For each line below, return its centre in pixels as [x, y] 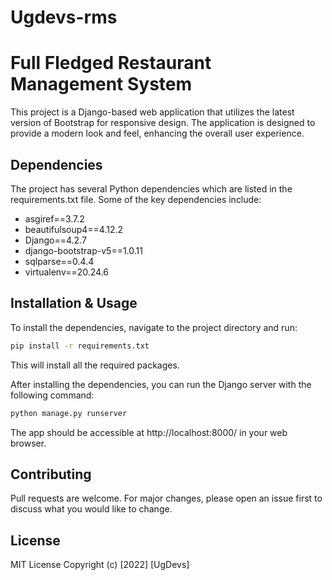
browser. [28, 443]
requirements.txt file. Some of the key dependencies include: [136, 199]
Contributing [51, 474]
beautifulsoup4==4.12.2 [74, 229]
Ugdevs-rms [64, 17]
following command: [52, 395]
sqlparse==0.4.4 [59, 261]
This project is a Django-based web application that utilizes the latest [152, 112]
